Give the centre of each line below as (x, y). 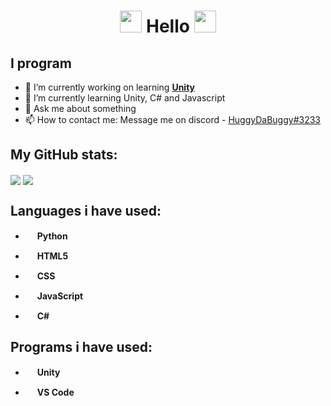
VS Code (55, 392)
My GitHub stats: (64, 155)
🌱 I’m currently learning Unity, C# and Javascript (125, 98)
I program (41, 63)
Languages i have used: (86, 211)
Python (52, 236)
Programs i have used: (81, 347)
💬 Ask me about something (80, 108)
